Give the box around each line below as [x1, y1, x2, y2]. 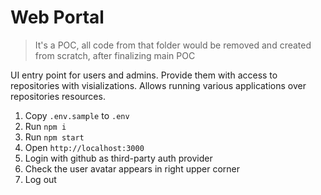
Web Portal [10, 6, 105, 29]
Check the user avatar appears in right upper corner [24, 162, 241, 175]
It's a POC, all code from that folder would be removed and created [34, 39, 312, 51]
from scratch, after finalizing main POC [34, 49, 196, 61]
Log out [24, 173, 57, 185]
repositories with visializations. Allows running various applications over [10, 79, 307, 91]
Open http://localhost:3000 [24, 141, 145, 153]
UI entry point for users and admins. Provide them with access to [10, 69, 278, 81]
